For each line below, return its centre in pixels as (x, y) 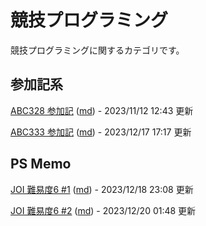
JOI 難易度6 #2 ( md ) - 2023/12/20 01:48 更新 (103, 210)
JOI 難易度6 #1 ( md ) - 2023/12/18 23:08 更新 (102, 189)
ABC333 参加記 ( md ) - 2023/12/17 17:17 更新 (101, 132)
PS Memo (41, 164)
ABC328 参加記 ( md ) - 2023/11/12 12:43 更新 (102, 110)
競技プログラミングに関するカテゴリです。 (97, 50)
